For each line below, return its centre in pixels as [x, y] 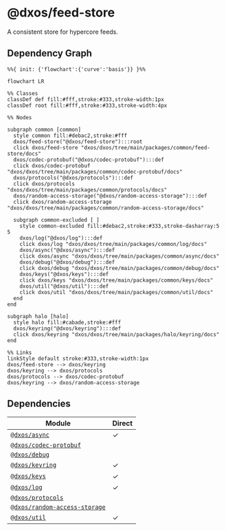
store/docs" [24, 154]
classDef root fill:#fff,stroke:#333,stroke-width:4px [87, 105]
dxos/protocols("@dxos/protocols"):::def [74, 178]
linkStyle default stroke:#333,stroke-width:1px [78, 358]
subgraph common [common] [44, 129]
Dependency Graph [50, 53]
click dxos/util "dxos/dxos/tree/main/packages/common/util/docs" [116, 292]
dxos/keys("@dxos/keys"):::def [64, 274]
